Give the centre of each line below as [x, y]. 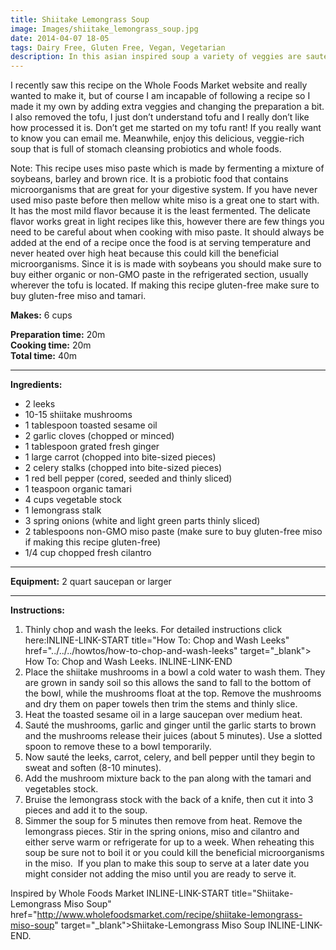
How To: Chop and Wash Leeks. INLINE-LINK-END [128, 662]
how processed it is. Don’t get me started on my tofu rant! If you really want [166, 128]
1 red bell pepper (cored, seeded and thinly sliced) [128, 478]
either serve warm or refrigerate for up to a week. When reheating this [169, 842]
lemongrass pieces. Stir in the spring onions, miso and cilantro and [162, 832]
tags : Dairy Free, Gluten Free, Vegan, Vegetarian [118, 47]
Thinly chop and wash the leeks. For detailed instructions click [153, 630]
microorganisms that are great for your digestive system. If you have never [164, 190]
